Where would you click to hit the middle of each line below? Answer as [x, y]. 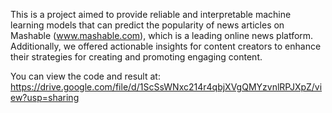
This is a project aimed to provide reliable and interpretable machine [151, 14]
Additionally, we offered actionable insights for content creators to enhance [166, 46]
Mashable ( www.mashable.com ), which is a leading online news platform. [162, 35]
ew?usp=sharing [45, 97]
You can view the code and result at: [85, 76]
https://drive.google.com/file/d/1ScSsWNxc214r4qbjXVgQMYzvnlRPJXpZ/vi [166, 87]
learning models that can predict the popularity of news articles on [147, 25]
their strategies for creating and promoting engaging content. [136, 57]
